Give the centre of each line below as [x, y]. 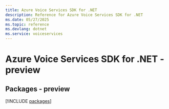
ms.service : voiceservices [34, 34]
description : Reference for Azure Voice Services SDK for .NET [74, 15]
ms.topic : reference [27, 24]
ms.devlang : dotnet [26, 29]
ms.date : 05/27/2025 [27, 19]
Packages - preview [38, 89]
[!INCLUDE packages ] [28, 101]
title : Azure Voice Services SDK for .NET [51, 10]
